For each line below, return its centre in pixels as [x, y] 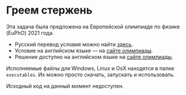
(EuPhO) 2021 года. [30, 32]
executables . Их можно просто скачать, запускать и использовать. [91, 74]
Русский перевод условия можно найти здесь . [74, 44]
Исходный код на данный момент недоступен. [65, 86]
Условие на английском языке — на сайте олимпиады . [84, 50]
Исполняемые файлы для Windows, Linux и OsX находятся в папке [90, 68]
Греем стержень [49, 10]
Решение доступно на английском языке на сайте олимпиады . [94, 57]
